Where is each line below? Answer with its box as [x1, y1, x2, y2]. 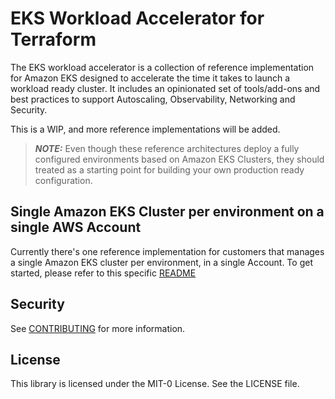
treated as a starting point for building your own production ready [34, 163, 305, 176]
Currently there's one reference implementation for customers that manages [10, 245, 325, 257]
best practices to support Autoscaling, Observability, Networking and [10, 93, 296, 105]
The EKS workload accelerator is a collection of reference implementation [10, 61, 315, 73]
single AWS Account [10, 219, 142, 236]
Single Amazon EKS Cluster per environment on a [10, 203, 325, 221]
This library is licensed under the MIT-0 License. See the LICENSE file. [10, 378, 300, 390]
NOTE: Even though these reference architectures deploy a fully [34, 142, 300, 154]
